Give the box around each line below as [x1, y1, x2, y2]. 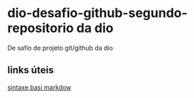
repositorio [7, 20, 74, 36]
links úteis [7, 64, 54, 76]
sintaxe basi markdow [7, 83, 72, 92]
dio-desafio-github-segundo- [7, 5, 188, 21]
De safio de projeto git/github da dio [7, 43, 114, 52]
